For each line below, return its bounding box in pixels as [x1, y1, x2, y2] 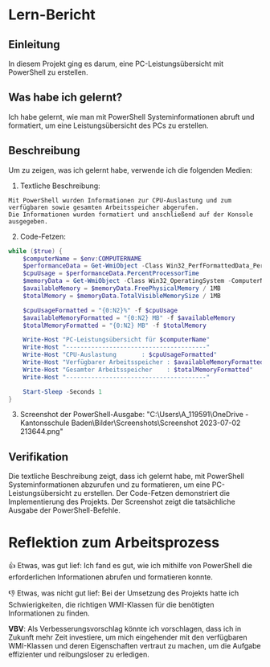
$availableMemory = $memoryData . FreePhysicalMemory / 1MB [22, 284, 221, 293]
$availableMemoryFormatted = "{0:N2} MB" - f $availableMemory [22, 313, 235, 322]
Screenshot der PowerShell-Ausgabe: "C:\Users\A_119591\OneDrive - [19, 410, 249, 419]
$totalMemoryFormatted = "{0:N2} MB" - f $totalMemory [22, 321, 207, 329]
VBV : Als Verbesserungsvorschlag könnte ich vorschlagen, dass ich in [8, 624, 242, 634]
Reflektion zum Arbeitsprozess [8, 534, 219, 552]
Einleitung [8, 38, 60, 51]
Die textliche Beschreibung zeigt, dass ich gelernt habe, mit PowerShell [8, 472, 245, 481]
